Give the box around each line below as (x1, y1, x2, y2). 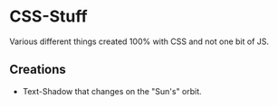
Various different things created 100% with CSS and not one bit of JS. (9, 36, 270, 47)
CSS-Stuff (9, 6, 88, 27)
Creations (9, 62, 66, 77)
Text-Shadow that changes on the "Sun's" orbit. (22, 85, 202, 96)
